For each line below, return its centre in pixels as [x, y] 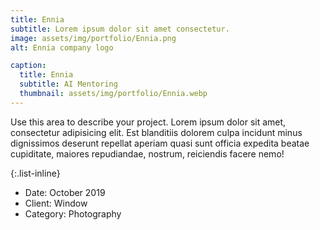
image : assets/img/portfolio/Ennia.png [93, 38]
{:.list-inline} [35, 173]
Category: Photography [73, 213]
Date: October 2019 [65, 192]
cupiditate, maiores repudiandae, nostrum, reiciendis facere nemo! [147, 153]
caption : [28, 66]
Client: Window [56, 203]
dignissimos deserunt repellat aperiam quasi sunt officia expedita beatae [160, 143]
